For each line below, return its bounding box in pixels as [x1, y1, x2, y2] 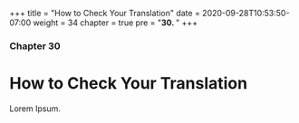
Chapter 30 [9, 40, 61, 52]
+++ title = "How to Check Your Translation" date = [9, 8, 201, 18]
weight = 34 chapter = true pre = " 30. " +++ [33, 17, 198, 28]
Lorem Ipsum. [9, 103, 62, 114]
